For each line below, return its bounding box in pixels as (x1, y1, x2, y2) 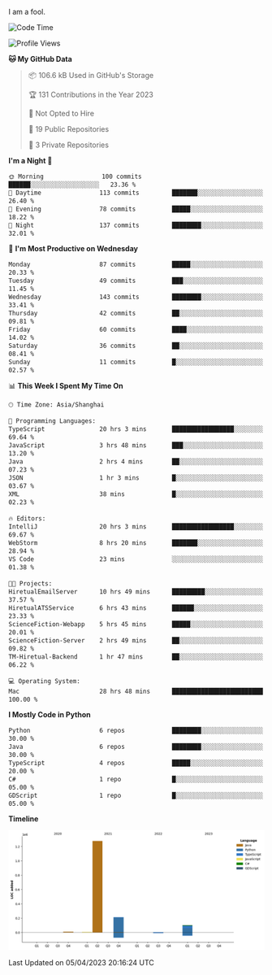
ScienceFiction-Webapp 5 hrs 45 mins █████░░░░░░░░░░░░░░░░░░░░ (8, 620, 264, 629)
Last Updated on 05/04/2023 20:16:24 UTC (8, 958, 154, 968)
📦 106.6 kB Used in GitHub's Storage (28, 71, 154, 80)
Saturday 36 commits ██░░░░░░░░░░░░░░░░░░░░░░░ (8, 342, 264, 350)
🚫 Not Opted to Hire (28, 109, 95, 118)
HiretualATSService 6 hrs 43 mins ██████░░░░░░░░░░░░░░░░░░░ (8, 604, 264, 612)
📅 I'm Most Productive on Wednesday (8, 244, 138, 253)
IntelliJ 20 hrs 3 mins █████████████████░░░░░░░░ (8, 523, 264, 531)
